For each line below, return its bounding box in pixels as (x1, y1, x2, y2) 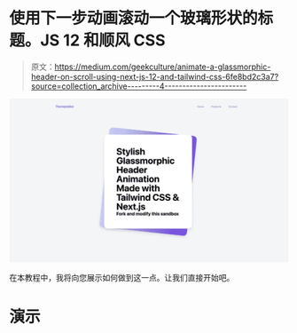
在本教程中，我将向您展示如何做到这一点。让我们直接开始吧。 (9, 272, 235, 282)
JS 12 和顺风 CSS (40, 30, 166, 51)
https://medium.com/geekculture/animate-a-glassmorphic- (54, 61, 271, 72)
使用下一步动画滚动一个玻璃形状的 (9, 8, 259, 28)
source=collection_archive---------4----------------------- (30, 81, 247, 91)
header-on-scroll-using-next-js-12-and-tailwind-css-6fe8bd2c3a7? (30, 71, 279, 82)
